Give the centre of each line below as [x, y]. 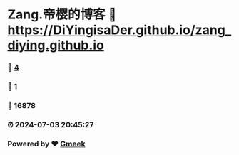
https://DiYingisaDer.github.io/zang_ [119, 30]
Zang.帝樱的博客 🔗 [62, 15]
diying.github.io [56, 45]
